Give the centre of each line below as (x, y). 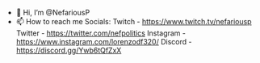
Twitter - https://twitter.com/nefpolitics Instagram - (101, 33)
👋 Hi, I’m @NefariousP (53, 13)
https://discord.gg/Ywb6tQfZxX (69, 50)
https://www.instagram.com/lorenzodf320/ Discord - (104, 42)
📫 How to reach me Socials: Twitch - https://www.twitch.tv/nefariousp (134, 21)
